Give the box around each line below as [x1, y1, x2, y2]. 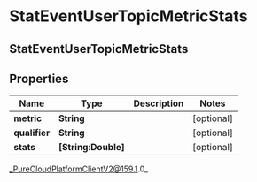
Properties [9, 71, 69, 86]
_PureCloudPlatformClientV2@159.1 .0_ [9, 163, 149, 174]
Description [133, 97, 184, 110]
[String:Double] [58, 141, 126, 154]
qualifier [13, 126, 51, 139]
